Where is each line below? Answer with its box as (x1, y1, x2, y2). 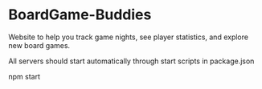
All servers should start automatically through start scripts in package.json (8, 56, 255, 66)
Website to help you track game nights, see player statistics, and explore (8, 32, 249, 42)
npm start (8, 71, 41, 81)
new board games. (8, 40, 71, 50)
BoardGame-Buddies (8, 6, 152, 24)
